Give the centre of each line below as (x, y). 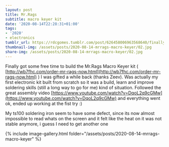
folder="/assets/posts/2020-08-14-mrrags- (114, 133)
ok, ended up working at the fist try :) (44, 103)
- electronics (20, 38)
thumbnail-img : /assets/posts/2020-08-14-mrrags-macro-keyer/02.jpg (78, 47)
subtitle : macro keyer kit (33, 19)
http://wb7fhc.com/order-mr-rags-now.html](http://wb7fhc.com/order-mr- (84, 71)
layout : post (19, 10)
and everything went (139, 98)
